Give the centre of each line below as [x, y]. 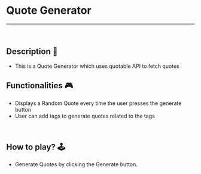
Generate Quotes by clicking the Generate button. [76, 164]
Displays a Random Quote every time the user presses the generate [98, 103]
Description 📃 [32, 52]
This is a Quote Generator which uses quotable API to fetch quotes [97, 66]
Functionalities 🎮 [40, 85]
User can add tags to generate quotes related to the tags [85, 116]
